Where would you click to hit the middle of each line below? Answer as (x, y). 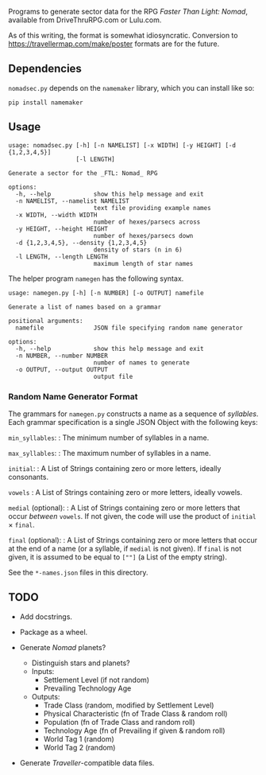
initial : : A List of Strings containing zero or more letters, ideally (115, 468)
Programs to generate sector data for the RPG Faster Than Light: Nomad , (128, 12)
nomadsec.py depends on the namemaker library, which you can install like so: (131, 88)
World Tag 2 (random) (79, 747)
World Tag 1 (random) (79, 738)
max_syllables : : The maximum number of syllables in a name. (110, 453)
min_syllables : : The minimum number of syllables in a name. (109, 438)
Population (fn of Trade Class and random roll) (120, 722)
